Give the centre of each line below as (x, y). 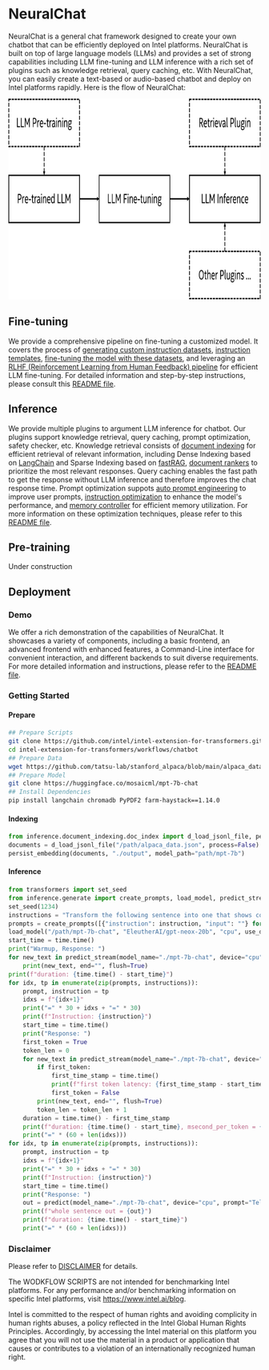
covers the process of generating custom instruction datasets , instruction (129, 349)
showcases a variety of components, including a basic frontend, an (119, 641)
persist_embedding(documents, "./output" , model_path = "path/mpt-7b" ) (127, 854)
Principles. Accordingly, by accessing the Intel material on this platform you (132, 1331)
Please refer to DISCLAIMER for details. (73, 1266)
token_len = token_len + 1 (82, 1110)
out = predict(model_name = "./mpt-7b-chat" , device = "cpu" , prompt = (136, 1203)
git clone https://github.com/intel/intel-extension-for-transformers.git (136, 742)
